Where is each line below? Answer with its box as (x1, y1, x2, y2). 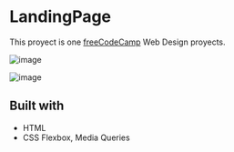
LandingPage (9, 6, 112, 27)
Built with (9, 98, 65, 114)
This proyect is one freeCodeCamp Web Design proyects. (9, 36, 226, 47)
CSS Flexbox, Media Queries (22, 132, 130, 143)
